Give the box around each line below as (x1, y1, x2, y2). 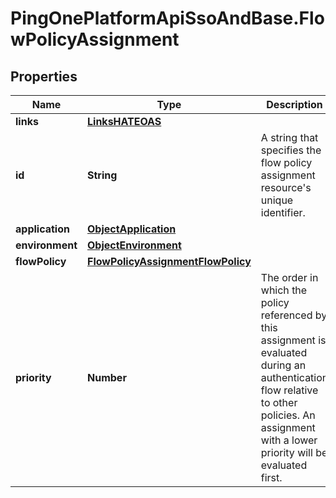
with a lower (260, 433, 318, 447)
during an (260, 358, 307, 372)
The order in (260, 271, 319, 284)
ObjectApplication (87, 222, 177, 236)
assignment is (260, 333, 327, 347)
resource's (260, 181, 312, 194)
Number (87, 371, 127, 384)
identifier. (260, 206, 306, 219)
